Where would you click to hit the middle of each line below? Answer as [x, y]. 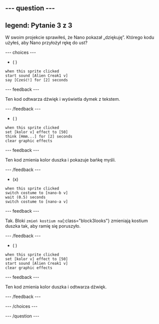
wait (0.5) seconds [25, 198]
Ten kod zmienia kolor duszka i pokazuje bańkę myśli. [60, 160]
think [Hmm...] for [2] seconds [39, 137]
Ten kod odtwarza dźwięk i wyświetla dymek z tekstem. [63, 99]
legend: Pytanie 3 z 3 [39, 25]
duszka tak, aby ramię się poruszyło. [43, 226]
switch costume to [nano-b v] [37, 193]
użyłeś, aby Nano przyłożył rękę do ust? [46, 43]
